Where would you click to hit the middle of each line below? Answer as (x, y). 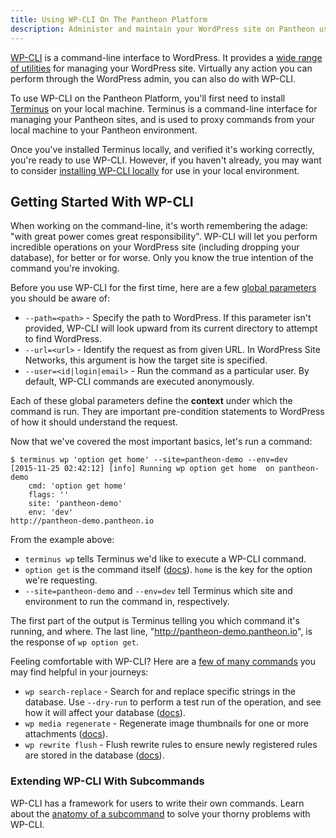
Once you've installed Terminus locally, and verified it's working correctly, (162, 149)
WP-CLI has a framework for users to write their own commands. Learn (157, 803)
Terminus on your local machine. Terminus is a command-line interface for (164, 108)
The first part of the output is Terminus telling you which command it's (155, 621)
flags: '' (49, 495)
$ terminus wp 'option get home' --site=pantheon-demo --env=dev (149, 460)
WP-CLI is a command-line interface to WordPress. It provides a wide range (166, 57)
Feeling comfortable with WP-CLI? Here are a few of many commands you (163, 662)
